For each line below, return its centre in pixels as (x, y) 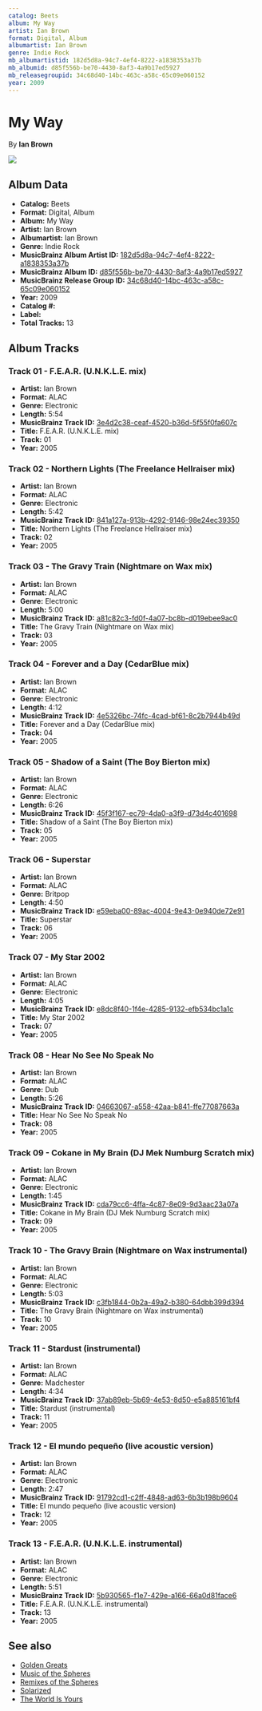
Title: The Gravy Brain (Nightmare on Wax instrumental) (111, 1311)
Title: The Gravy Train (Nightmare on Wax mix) (97, 626)
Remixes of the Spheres (59, 1682)
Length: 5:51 (41, 1587)
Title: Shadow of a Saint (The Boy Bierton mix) (96, 822)
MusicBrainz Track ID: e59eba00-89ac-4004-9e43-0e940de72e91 (132, 911)
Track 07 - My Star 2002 (57, 958)
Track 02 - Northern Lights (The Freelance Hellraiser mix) (122, 468)
